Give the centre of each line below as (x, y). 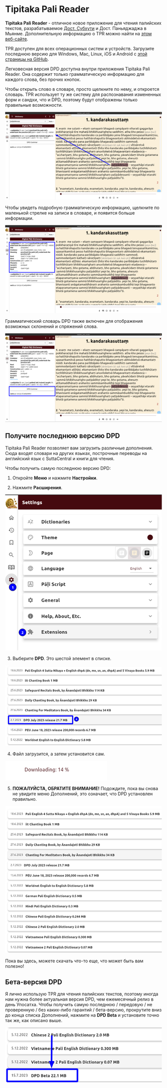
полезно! (15, 966)
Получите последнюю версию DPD (63, 436)
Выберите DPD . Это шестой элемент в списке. (62, 658)
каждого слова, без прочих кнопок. (43, 79)
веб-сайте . (17, 39)
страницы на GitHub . (27, 59)
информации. (19, 218)
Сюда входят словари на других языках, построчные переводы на (76, 453)
